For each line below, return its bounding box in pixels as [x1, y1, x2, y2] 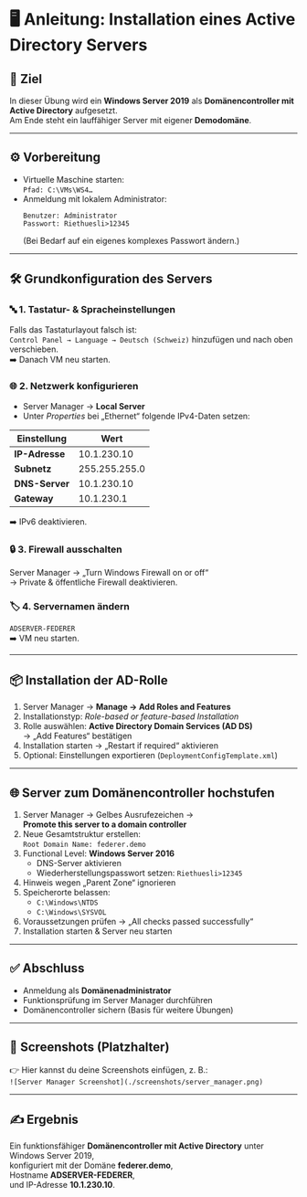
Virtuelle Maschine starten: [22, 174, 125, 185]
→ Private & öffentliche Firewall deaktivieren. [9, 577, 178, 588]
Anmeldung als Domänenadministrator [22, 985, 172, 996]
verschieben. [9, 344, 59, 355]
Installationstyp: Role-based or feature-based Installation [22, 711, 239, 722]
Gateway [14, 492, 54, 504]
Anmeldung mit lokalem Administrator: [22, 193, 167, 204]
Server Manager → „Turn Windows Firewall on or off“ [9, 567, 209, 578]
